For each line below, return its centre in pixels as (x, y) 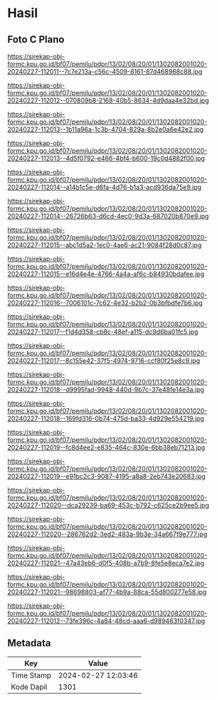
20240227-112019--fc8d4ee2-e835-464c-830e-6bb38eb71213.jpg (106, 447)
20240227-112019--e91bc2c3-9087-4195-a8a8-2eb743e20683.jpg (107, 476)
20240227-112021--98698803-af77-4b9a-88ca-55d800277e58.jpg (107, 592)
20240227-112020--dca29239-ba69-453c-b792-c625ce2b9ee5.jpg (108, 505)
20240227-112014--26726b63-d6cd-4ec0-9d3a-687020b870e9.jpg (108, 216)
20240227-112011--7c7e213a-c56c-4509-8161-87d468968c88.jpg (105, 72)
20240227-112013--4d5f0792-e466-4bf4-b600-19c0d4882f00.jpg (106, 158)
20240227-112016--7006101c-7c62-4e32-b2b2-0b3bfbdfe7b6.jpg (105, 303)
